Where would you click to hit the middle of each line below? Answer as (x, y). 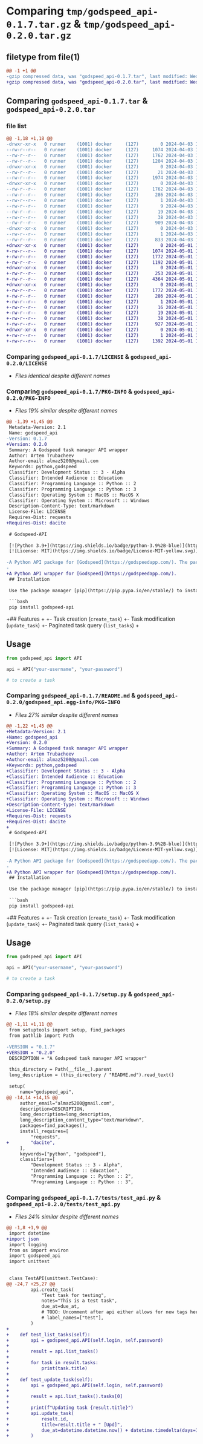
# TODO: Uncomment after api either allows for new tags (114, 1312)
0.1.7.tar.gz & (44, 24)
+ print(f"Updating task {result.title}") (70, 1408)
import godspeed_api (35, 1256)
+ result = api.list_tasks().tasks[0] (64, 1397)
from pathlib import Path (41, 1036)
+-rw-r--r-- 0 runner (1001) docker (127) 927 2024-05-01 (100, 324)
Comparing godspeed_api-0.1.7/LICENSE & (68, 356)
